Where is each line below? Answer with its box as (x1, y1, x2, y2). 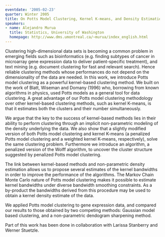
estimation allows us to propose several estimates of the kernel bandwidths (5, 166, 158, 172)
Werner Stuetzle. (5, 227, 39, 233)
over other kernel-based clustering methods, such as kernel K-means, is (5, 100, 151, 106)
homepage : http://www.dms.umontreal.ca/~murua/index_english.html (9, 35, 148, 40)
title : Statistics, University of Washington (9, 30, 105, 35)
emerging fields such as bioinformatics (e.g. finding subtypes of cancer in (5, 53, 155, 59)
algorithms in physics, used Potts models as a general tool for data (5, 89, 140, 96)
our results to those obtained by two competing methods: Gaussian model (5, 207, 155, 213)
